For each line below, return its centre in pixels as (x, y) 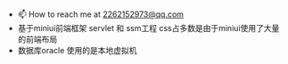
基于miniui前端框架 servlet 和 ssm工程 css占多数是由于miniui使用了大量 (148, 28)
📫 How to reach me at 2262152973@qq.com (101, 14)
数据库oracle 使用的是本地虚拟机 (77, 50)
